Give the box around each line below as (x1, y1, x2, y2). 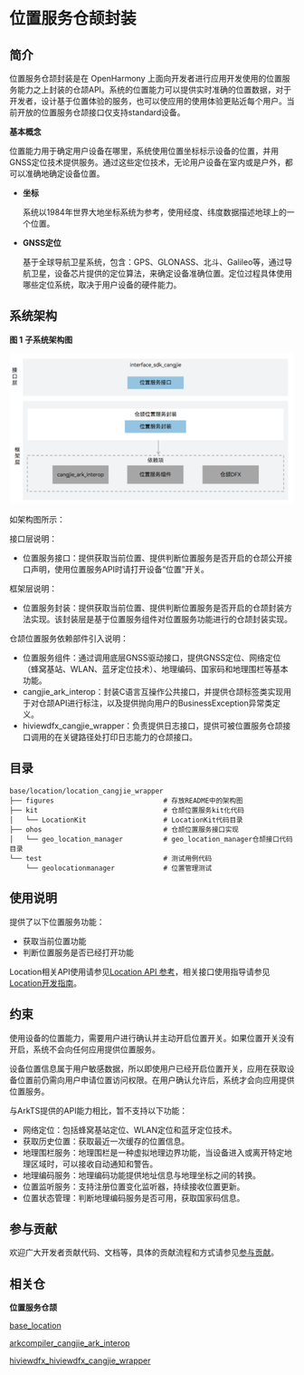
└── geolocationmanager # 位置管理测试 (25, 863, 213, 873)
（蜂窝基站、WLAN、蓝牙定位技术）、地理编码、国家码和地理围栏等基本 (22, 664, 289, 675)
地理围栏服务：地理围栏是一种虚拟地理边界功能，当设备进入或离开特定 (22, 1146, 285, 1157)
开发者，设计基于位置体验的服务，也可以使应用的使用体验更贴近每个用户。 (9, 96, 287, 106)
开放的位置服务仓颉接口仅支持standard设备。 (16, 107, 185, 118)
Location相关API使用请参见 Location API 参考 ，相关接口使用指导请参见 (9, 966, 271, 977)
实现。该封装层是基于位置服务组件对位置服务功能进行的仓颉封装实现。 (30, 614, 292, 625)
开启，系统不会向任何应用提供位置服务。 (9, 1044, 160, 1055)
